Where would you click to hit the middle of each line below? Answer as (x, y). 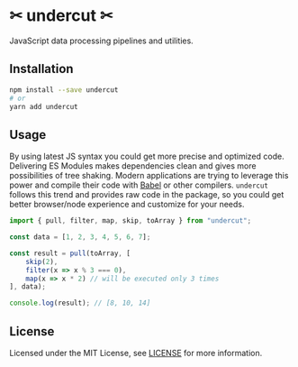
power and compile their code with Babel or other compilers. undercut (139, 185)
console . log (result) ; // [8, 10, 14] (80, 303)
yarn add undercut (44, 106)
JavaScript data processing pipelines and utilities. (101, 41)
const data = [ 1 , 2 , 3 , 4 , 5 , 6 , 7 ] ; (80, 237)
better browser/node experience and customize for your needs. (127, 205)
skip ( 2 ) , (42, 261)
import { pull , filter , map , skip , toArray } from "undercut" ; (131, 221)
